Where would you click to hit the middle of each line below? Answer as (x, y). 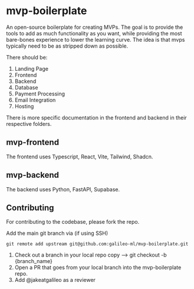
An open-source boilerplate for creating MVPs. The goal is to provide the (95, 27)
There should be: (27, 57)
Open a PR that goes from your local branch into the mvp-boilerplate (98, 268)
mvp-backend (32, 175)
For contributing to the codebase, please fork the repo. (73, 222)
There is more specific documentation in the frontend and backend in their (96, 117)
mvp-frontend (33, 142)
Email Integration (35, 100)
